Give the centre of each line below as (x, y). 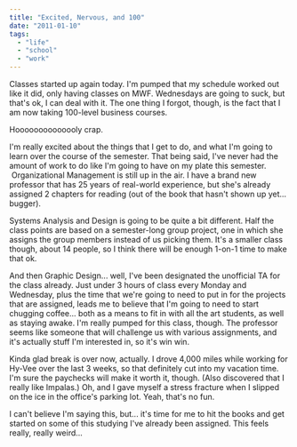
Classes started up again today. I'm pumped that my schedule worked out (144, 84)
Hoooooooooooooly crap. (56, 129)
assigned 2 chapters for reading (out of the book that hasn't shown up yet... (148, 194)
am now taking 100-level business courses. (88, 112)
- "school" (37, 51)
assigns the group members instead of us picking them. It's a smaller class (146, 239)
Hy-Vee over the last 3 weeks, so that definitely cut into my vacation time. (144, 368)
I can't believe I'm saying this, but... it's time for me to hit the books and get (147, 414)
